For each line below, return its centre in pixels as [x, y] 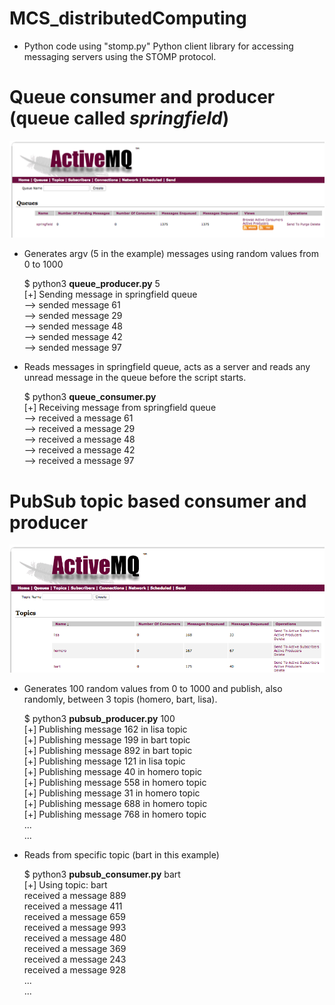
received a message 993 [75, 927]
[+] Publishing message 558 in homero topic [115, 782]
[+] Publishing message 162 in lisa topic [105, 729]
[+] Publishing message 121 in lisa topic [104, 761]
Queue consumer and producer [142, 97]
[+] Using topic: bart [65, 884]
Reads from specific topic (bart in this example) [121, 854]
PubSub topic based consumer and [158, 501]
